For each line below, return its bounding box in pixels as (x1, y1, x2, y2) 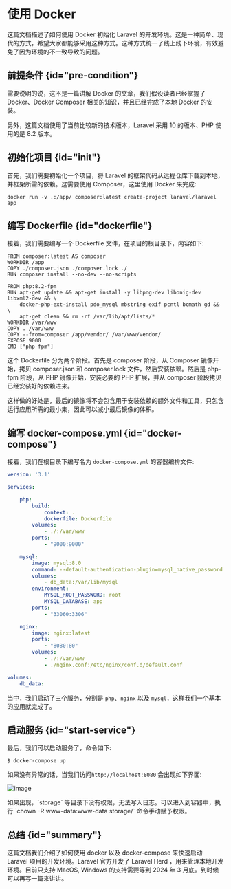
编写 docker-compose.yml (7, 427, 122, 439)
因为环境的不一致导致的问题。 (19, 47, 104, 56)
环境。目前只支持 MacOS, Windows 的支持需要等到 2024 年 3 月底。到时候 (7, 866, 219, 874)
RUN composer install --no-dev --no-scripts (7, 271, 137, 278)
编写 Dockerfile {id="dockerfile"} (7, 219, 153, 231)
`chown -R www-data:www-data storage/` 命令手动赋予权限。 (14, 807, 191, 815)
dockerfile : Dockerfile (43, 515, 112, 523)
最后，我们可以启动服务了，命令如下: (7, 744, 112, 752)
